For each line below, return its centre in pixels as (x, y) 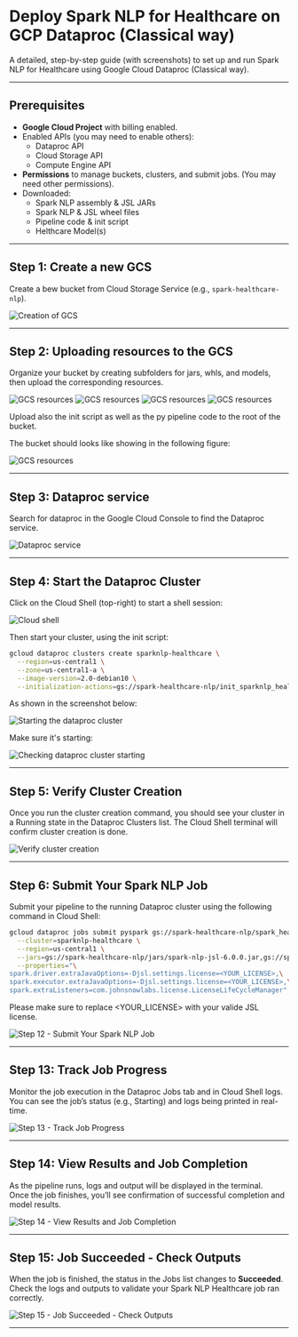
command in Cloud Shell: (55, 916)
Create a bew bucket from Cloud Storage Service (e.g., (110, 288)
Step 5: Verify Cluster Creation (96, 792)
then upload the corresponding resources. (86, 382)
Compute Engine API (73, 164)
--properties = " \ (47, 965)
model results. (35, 1204)
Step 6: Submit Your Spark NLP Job (109, 885)
